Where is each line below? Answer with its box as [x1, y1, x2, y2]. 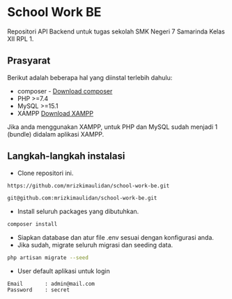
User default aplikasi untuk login [17, 267, 110, 275]
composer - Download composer [17, 86, 113, 95]
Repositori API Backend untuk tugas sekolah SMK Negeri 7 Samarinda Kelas [7, 27, 225, 36]
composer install [7, 221, 58, 228]
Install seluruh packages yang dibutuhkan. [17, 207, 139, 216]
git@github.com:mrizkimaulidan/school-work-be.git [7, 194, 157, 202]
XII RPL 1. [7, 34, 34, 43]
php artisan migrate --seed [7, 254, 89, 261]
